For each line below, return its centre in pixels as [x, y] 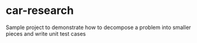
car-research [40, 11]
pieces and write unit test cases [46, 33]
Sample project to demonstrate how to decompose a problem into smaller [98, 27]
